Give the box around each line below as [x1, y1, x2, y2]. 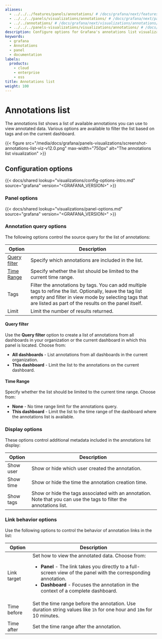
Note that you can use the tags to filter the [31, 495, 127, 502]
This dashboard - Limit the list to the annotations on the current [12, 362, 139, 368]
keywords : [5, 34, 25, 39]
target [7, 575, 21, 582]
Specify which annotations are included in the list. [30, 256, 143, 263]
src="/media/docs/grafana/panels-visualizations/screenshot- [25, 140, 148, 146]
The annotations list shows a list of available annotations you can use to [5, 121, 148, 127]
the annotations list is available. [12, 414, 75, 420]
